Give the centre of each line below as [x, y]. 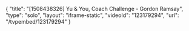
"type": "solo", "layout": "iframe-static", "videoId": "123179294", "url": [92, 15]
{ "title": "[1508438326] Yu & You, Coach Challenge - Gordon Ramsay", [94, 9]
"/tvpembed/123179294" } [38, 22]
